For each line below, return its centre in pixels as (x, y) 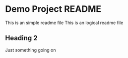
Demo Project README (53, 9)
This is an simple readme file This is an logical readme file (64, 23)
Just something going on (31, 50)
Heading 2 (22, 38)
